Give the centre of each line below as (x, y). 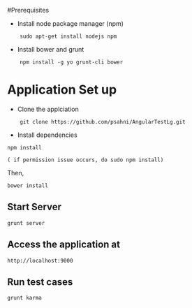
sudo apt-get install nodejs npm (68, 36)
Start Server (34, 207)
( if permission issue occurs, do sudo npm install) (86, 160)
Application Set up (62, 90)
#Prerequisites (28, 10)
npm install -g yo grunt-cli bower (72, 62)
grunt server (26, 223)
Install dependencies (47, 135)
